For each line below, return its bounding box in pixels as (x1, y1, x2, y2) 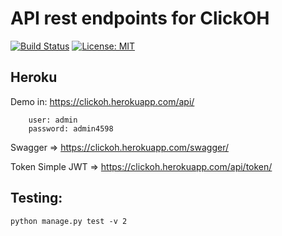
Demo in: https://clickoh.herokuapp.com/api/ (10, 95, 195, 107)
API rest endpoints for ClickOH (10, 7, 270, 30)
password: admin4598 (28, 123, 114, 134)
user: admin (28, 115, 78, 125)
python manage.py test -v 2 (10, 216, 128, 226)
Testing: (10, 190, 63, 207)
